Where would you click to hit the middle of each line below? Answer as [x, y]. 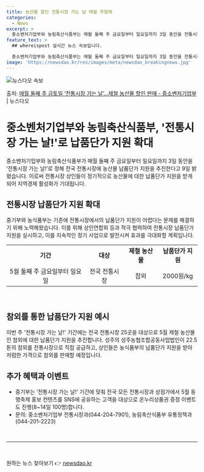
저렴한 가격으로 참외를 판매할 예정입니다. [54, 355]
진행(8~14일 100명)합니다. [53, 407]
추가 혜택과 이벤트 [38, 376]
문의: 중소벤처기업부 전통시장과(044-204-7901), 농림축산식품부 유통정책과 [104, 414]
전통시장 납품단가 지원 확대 [53, 204]
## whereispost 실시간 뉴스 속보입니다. [57, 46]
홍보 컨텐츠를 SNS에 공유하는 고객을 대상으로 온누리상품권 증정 [106, 399]
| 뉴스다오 [18, 101]
